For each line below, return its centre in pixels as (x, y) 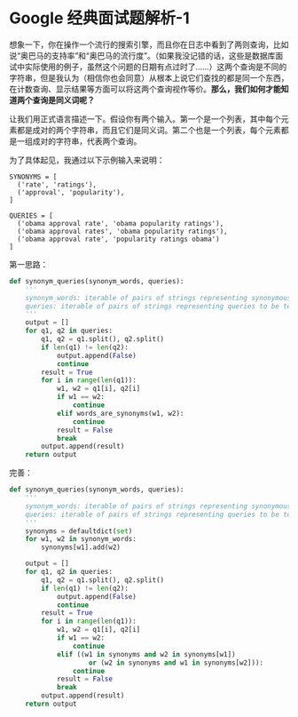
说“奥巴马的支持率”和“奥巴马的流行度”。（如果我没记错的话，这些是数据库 (142, 55)
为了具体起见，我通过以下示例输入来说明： (87, 160)
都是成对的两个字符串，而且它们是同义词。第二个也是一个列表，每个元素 (149, 130)
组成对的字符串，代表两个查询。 (83, 141)
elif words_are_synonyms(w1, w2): (120, 413)
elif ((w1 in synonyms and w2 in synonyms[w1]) (146, 654)
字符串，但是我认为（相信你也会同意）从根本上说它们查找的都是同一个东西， (149, 77)
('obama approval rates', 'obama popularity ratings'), (122, 231)
